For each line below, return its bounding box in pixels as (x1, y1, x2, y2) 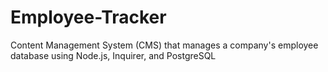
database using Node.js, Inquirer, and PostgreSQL (10, 49, 217, 61)
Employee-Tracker (10, 6, 167, 29)
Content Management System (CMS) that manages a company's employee (10, 39, 319, 51)
